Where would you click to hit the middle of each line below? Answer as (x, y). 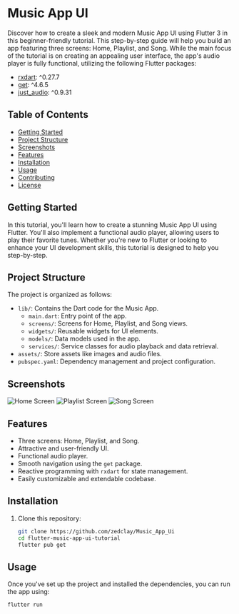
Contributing (36, 177)
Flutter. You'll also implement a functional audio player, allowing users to (113, 232)
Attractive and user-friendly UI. (63, 448)
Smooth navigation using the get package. (80, 463)
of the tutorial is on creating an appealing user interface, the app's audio (113, 56)
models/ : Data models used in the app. (85, 339)
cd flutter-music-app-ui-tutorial (69, 538)
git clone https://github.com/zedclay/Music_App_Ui (96, 531)
